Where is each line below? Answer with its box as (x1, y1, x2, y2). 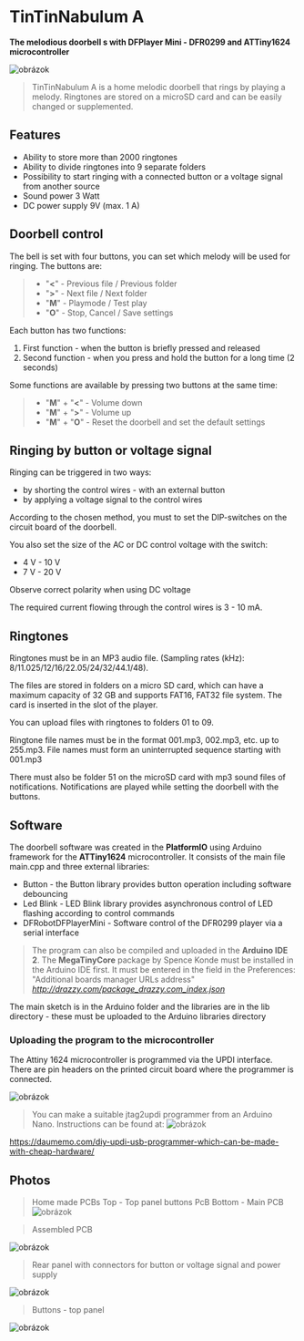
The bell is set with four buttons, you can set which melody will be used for (9, 251, 291, 262)
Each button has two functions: (9, 325, 127, 335)
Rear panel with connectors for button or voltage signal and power (31, 1260, 281, 1271)
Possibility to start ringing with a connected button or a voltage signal (22, 170, 284, 181)
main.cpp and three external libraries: (9, 861, 150, 872)
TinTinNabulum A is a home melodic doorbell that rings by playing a (31, 81, 286, 92)
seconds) (22, 362, 59, 373)
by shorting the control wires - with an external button (22, 485, 226, 496)
